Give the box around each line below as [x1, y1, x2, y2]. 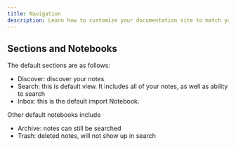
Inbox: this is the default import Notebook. [17, 97, 140, 106]
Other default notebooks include [7, 111, 101, 119]
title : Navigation [7, 10, 61, 17]
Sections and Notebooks [7, 43, 117, 55]
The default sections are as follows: [7, 61, 111, 70]
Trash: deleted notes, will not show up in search [17, 132, 157, 140]
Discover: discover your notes [17, 75, 105, 83]
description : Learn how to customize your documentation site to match [7, 17, 221, 24]
